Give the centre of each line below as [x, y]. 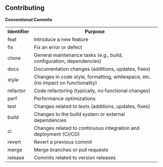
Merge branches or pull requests [71, 150]
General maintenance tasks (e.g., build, [78, 55]
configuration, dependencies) [68, 61]
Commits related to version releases [75, 157]
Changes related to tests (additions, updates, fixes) [92, 106]
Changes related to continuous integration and [87, 128]
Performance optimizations [65, 98]
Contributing [25, 8]
